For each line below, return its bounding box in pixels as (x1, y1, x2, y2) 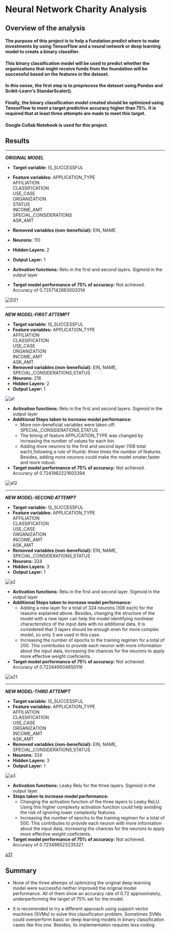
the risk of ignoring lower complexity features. (20, 809, 116, 815)
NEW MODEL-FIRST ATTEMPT (5, 312, 70, 318)
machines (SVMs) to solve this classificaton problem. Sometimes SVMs (12, 911, 162, 917)
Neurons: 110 (12, 237, 40, 243)
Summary (5, 866, 37, 875)
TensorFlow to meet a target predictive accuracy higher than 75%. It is (5, 105, 156, 111)
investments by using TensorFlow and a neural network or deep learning (5, 43, 161, 49)
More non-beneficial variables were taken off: (20, 422, 116, 428)
